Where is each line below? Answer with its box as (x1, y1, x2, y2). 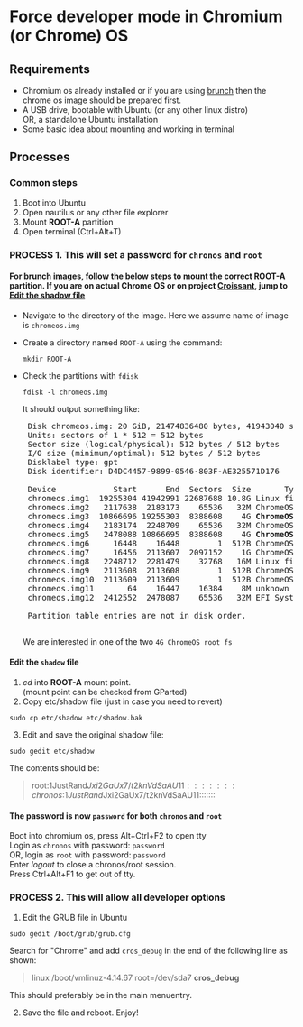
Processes (9, 150, 70, 165)
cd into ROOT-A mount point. (22, 677, 132, 688)
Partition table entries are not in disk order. (27, 610, 246, 620)
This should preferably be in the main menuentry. (9, 989, 192, 1000)
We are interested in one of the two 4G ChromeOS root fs (22, 636, 233, 646)
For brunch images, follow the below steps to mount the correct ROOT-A (9, 271, 286, 281)
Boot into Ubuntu (22, 197, 87, 208)
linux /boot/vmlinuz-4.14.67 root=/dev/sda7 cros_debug (31, 972, 240, 983)
